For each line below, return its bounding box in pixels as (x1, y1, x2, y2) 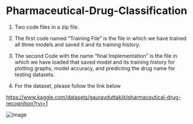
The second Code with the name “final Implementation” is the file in (14, 52, 177, 59)
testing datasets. (14, 71, 55, 78)
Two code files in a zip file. (14, 23, 80, 30)
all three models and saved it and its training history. (14, 41, 140, 48)
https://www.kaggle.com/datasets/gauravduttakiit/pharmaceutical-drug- (6, 94, 181, 101)
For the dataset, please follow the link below (14, 82, 121, 89)
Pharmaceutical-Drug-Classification (6, 4, 188, 18)
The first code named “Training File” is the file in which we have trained (14, 35, 187, 42)
